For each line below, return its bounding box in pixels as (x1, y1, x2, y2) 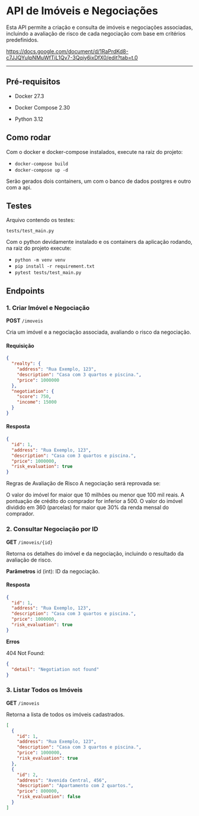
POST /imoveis (6, 317, 43, 324)
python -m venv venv (14, 257, 66, 263)
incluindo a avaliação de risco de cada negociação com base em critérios (6, 30, 186, 37)
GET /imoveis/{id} (6, 538, 53, 546)
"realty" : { (11, 361, 41, 367)
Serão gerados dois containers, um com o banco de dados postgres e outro (6, 178, 191, 185)
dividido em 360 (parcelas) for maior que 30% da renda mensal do (6, 504, 169, 511)
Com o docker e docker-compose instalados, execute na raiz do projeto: (6, 148, 183, 155)
